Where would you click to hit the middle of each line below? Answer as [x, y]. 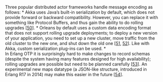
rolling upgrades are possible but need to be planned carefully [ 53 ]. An [76, 64]
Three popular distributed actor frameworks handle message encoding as [79, 7]
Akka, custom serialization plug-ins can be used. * [55, 49]
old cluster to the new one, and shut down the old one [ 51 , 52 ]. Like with [77, 43]
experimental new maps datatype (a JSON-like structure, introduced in [76, 69]
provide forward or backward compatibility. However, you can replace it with [81, 17]
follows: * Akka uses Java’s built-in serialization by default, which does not [80, 12]
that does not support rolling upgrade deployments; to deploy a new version [81, 33]
